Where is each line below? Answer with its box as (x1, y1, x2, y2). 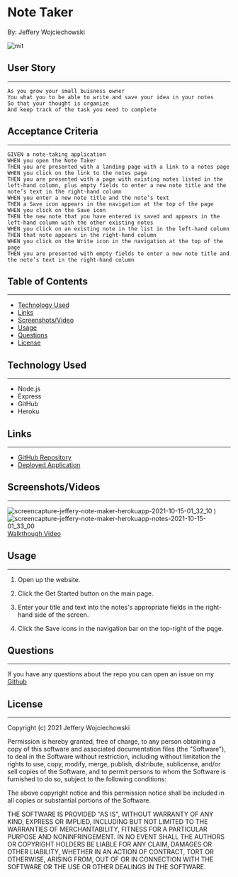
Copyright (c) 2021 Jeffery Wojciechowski (7, 724, 130, 732)
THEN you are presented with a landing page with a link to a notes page (7, 163, 230, 170)
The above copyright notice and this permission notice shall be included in (7, 788, 225, 798)
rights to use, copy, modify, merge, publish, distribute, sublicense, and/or (7, 760, 221, 769)
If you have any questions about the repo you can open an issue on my (7, 670, 215, 678)
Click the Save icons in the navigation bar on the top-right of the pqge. (17, 624, 224, 632)
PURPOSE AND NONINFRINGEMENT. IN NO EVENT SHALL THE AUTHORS (7, 832, 225, 841)
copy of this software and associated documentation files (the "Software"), (7, 745, 227, 754)
